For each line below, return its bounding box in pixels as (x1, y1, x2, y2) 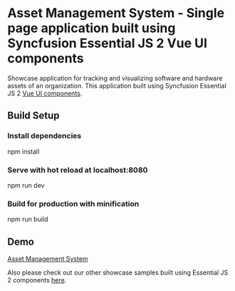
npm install (7, 147, 40, 156)
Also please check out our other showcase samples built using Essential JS (7, 268, 229, 277)
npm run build (7, 215, 48, 223)
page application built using (7, 20, 176, 36)
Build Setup (7, 110, 60, 122)
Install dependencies (7, 131, 82, 141)
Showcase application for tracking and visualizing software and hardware (7, 73, 223, 83)
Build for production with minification (7, 199, 140, 208)
